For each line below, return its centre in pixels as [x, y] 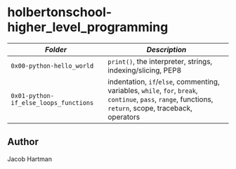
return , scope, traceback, [150, 108]
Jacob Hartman [30, 158]
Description [166, 49]
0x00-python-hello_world [52, 65]
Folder [55, 49]
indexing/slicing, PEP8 [144, 70]
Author [23, 142]
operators [124, 117]
